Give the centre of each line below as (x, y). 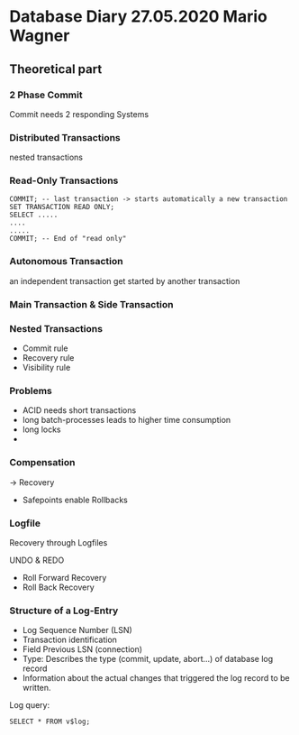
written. (36, 688)
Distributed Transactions (65, 137)
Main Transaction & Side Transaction (91, 304)
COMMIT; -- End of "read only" (68, 239)
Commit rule (45, 348)
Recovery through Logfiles (59, 542)
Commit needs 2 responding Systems (79, 114)
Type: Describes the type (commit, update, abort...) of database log (147, 659)
